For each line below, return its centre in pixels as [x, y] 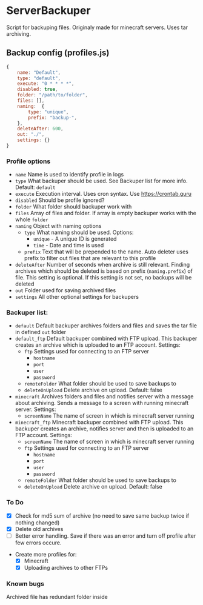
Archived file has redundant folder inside [57, 597]
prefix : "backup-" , [53, 118]
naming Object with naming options [58, 226]
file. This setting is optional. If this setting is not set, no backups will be [103, 278]
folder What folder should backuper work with [73, 207]
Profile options [28, 161]
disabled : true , [38, 89]
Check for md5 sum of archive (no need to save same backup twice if [102, 515]
